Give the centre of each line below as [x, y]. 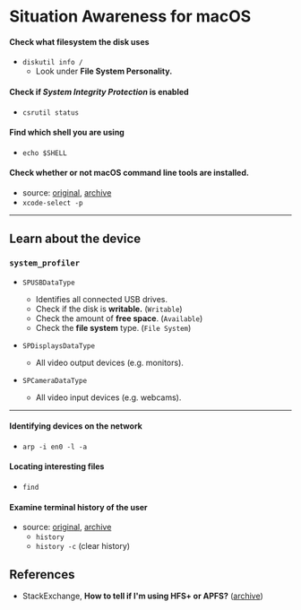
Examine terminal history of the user [78, 507]
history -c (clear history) [83, 546]
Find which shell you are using [67, 133]
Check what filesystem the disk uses [79, 41]
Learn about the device [75, 239]
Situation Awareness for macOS [130, 17]
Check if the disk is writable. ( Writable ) [109, 309]
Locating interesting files [57, 466]
